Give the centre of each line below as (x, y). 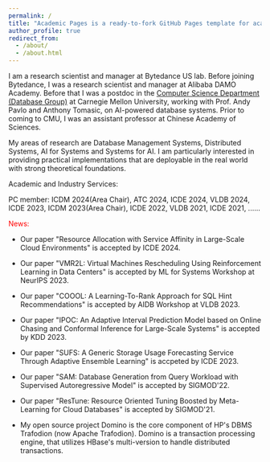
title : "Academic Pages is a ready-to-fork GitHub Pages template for (129, 23)
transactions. (42, 450)
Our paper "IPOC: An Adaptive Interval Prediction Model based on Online (141, 320)
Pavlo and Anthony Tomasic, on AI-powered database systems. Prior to (127, 110)
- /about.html (39, 53)
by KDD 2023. (43, 337)
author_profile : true (45, 31)
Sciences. (25, 127)
